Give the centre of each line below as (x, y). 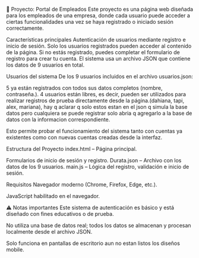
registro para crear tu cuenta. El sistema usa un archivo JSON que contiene (98, 59)
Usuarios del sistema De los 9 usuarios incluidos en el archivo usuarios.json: (99, 76)
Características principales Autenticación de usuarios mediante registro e (96, 40)
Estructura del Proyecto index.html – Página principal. (72, 149)
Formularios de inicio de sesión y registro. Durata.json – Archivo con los (94, 160)
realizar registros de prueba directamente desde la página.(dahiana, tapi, (95, 100)
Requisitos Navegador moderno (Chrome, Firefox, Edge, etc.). (82, 185)
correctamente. (25, 28)
